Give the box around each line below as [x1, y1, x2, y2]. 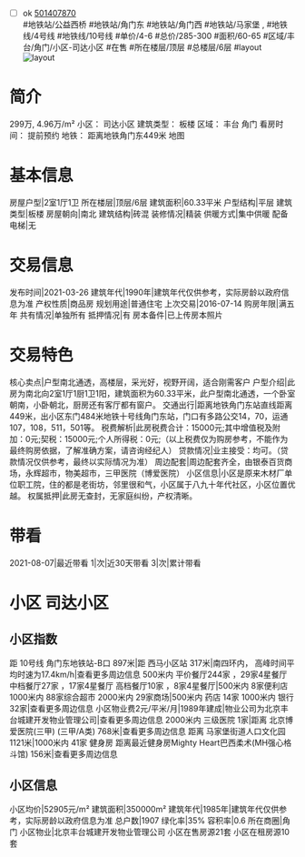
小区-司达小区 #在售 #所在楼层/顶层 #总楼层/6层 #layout [52, 42, 262, 53]
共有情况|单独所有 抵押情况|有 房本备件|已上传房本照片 [19, 309, 223, 320]
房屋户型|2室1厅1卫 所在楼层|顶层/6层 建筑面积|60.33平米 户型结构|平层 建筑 [9, 197, 293, 207]
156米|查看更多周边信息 [30, 748, 118, 759]
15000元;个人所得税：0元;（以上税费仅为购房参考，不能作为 [64, 433, 289, 444]
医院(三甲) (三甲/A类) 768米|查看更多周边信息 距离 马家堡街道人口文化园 [16, 725, 286, 736]
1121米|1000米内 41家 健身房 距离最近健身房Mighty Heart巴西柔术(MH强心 [9, 737, 284, 748]
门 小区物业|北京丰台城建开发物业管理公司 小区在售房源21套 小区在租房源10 [9, 826, 290, 837]
